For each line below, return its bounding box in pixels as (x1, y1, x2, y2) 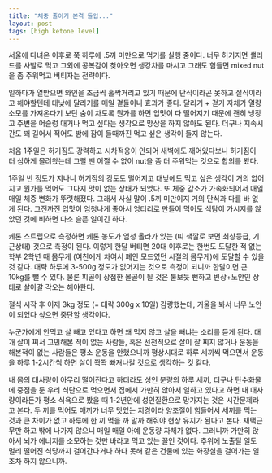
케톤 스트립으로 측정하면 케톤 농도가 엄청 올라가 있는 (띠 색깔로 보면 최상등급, (8, 231, 252, 241)
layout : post (8, 20, 53, 28)
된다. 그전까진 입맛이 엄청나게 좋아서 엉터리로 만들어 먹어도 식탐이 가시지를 (16, 204, 253, 214)
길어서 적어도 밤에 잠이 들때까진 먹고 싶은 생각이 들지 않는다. (32, 129, 222, 138)
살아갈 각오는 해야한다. (23, 282, 96, 292)
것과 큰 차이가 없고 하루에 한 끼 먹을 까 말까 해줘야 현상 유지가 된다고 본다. (8, 416, 242, 426)
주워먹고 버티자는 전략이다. (25, 71, 111, 81)
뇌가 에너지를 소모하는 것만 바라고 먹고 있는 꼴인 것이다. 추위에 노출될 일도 (23, 436, 257, 446)
